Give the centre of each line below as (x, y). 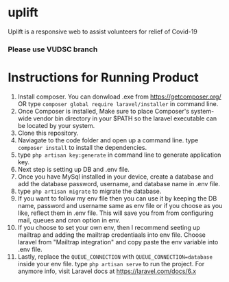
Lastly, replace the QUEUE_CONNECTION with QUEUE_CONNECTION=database (115, 256)
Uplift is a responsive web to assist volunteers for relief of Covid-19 (103, 31)
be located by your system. (56, 125)
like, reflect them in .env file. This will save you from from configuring (116, 213)
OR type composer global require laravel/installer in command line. (118, 103)
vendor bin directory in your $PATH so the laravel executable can (125, 118)
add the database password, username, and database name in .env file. (119, 183)
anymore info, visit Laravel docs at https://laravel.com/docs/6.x (107, 271)
